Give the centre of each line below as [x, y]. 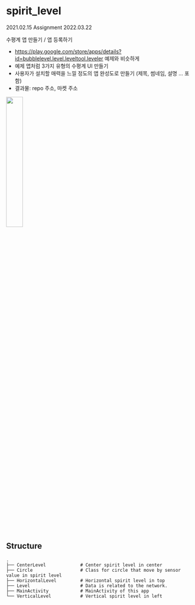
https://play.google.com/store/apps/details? [68, 51]
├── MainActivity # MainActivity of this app [78, 591]
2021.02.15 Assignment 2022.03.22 [49, 27]
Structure [24, 546]
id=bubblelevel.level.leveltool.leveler [59, 58]
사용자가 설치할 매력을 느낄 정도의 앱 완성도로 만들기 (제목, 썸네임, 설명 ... [99, 73]
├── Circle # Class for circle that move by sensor [94, 570]
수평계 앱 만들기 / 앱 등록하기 [39, 39]
